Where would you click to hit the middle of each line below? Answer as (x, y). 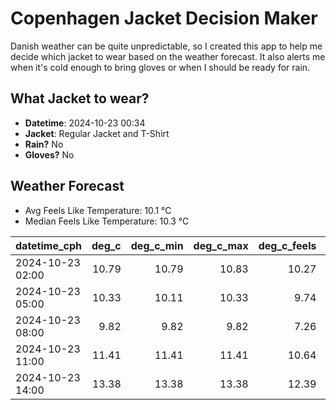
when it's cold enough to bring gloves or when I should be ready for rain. (160, 67)
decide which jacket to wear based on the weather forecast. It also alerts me (168, 56)
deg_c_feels (287, 245)
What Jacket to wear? (80, 98)
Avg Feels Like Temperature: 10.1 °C (98, 210)
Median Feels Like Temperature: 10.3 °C (107, 221)
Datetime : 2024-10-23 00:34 (85, 123)
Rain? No (44, 144)
